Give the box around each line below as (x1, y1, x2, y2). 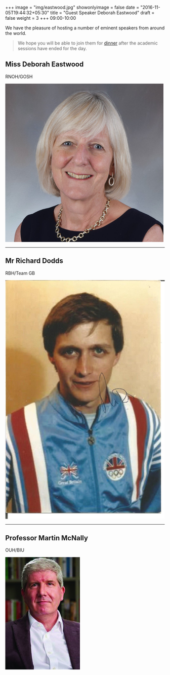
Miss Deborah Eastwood (5, 60, 84, 69)
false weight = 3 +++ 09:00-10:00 (5, 15, 76, 21)
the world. (5, 30, 27, 36)
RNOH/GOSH (5, 73, 33, 80)
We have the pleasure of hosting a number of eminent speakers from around (5, 25, 165, 31)
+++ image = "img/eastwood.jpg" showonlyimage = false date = (5, 5, 140, 10)
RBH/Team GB (5, 270, 35, 276)
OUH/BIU (5, 547, 24, 553)
